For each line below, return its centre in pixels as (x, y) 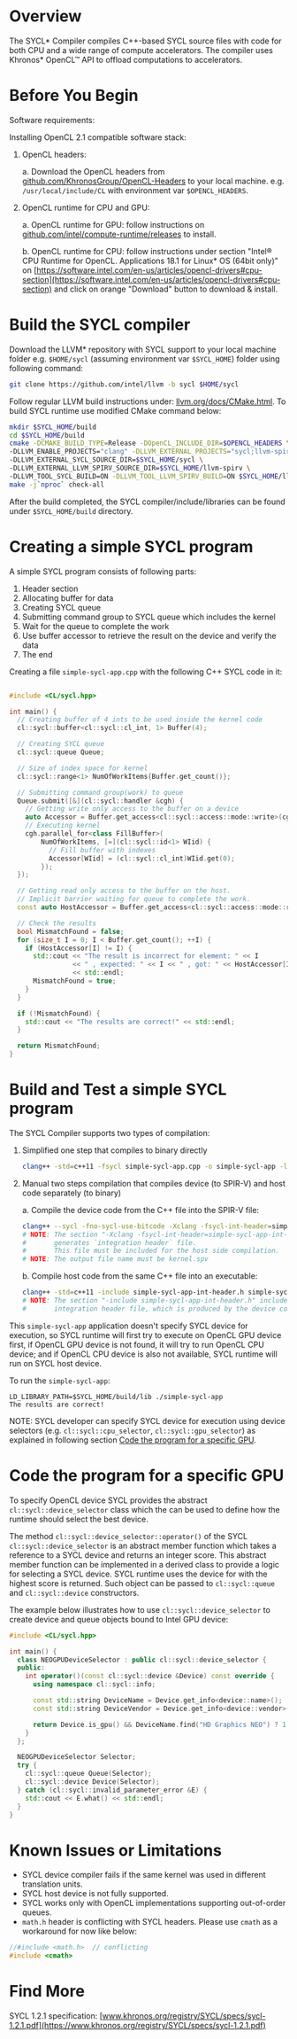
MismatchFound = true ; (74, 981)
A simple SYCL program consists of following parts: (103, 571)
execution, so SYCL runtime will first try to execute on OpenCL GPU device (145, 1335)
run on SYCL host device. (55, 1363)
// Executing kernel (63, 826)
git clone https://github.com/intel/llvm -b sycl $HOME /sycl (124, 384)
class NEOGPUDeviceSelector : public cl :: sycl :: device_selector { (142, 1660)
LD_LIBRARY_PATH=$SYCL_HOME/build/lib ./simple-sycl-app (116, 1397)
